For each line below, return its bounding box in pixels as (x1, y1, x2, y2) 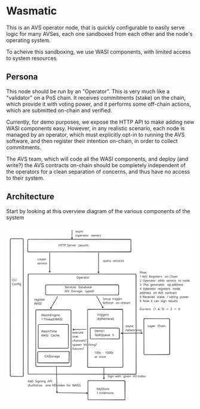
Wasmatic (6, 4, 57, 18)
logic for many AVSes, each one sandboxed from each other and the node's (6, 30, 193, 37)
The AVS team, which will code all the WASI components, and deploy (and (6, 155, 189, 162)
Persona (6, 72, 38, 82)
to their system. (6, 174, 45, 182)
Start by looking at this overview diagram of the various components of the (6, 207, 190, 214)
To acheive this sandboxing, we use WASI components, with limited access (6, 48, 191, 55)
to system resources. (6, 54, 59, 61)
